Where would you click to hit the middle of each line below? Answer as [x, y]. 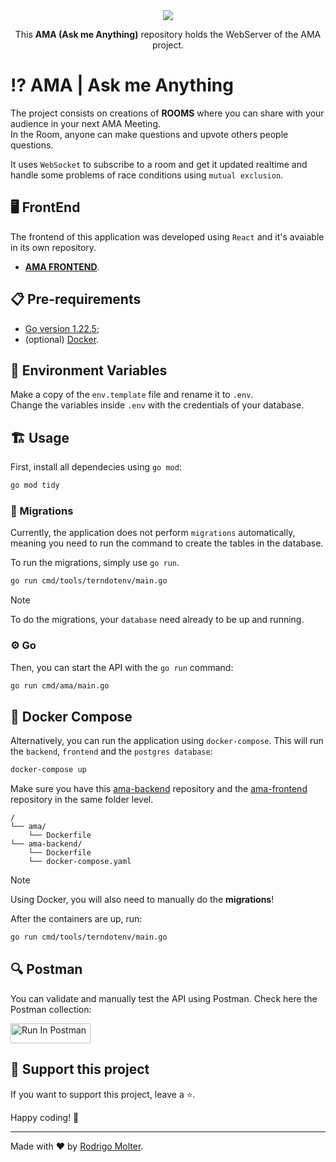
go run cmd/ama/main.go [60, 685]
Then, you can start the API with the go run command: [122, 667]
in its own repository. [53, 247]
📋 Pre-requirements [76, 299]
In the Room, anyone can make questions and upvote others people [149, 134]
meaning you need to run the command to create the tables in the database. [167, 543]
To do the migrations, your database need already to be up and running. [157, 620]
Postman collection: [51, 1009]
